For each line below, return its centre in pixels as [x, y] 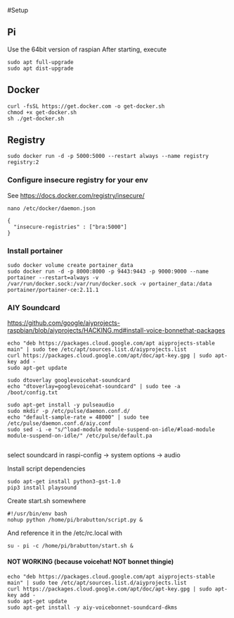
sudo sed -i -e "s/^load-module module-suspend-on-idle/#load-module [111, 430]
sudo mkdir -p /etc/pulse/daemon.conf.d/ [69, 412]
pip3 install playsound [42, 488]
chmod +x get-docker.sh [42, 112]
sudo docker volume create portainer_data [70, 266]
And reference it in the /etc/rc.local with [65, 533]
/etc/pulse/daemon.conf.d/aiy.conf [59, 424]
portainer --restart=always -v [53, 278]
